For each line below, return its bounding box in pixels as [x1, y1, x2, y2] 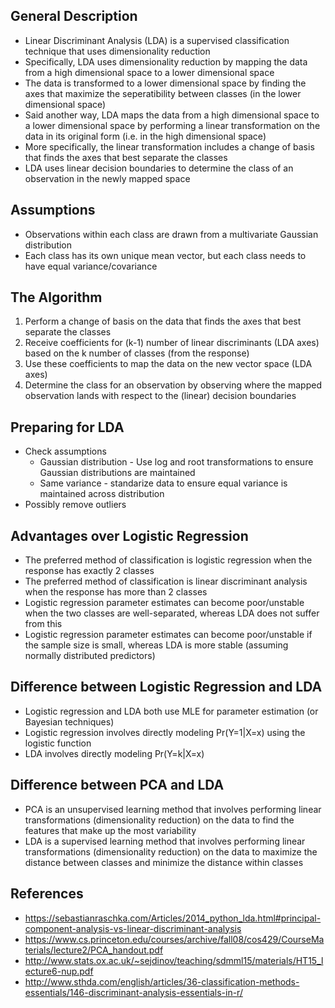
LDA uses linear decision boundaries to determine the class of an [24, 162, 294, 174]
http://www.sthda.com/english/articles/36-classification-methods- [24, 975, 300, 988]
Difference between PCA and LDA [10, 777, 225, 794]
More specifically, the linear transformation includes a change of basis [24, 140, 315, 153]
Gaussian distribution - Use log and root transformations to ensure [39, 456, 314, 468]
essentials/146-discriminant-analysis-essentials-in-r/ [24, 986, 243, 998]
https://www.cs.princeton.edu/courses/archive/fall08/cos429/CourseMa [24, 933, 325, 945]
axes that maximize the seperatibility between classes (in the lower [24, 87, 302, 99]
